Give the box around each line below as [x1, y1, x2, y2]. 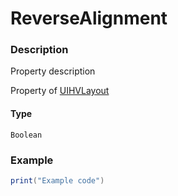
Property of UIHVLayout [10, 85, 110, 97]
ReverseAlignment [10, 7, 168, 30]
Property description [10, 65, 96, 77]
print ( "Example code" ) [10, 175, 105, 186]
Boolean [10, 130, 43, 140]
